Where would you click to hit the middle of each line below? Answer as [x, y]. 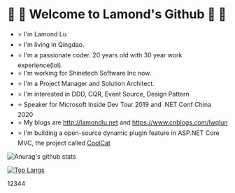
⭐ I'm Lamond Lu [42, 34]
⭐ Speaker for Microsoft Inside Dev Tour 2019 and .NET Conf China [114, 104]
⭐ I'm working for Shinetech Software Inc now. [84, 73]
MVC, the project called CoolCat [64, 143]
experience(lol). [40, 65]
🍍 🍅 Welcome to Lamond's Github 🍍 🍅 [117, 14]
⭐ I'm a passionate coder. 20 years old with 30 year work [100, 55]
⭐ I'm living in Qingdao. [51, 44]
